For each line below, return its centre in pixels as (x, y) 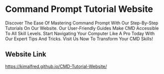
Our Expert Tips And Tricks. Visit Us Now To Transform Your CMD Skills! (79, 39)
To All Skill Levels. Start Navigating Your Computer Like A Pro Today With (80, 33)
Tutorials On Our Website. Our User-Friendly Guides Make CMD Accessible (82, 28)
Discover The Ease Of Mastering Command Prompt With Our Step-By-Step (82, 23)
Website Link (26, 54)
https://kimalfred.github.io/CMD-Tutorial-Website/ (56, 66)
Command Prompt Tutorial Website (79, 9)
